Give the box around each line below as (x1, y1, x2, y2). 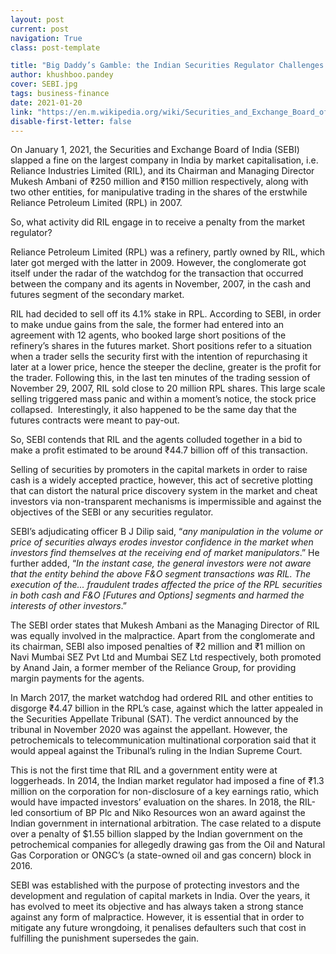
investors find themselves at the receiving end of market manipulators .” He (10, 547, 320, 559)
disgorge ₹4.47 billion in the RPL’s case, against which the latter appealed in (10, 702, 323, 715)
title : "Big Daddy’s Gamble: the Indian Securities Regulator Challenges (10, 61, 325, 71)
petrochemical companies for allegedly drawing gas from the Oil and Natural (10, 839, 326, 851)
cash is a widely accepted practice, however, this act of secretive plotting (10, 474, 313, 486)
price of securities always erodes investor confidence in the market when (10, 536, 314, 548)
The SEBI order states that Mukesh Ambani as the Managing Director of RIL (10, 619, 320, 631)
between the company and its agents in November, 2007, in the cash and (10, 278, 312, 290)
